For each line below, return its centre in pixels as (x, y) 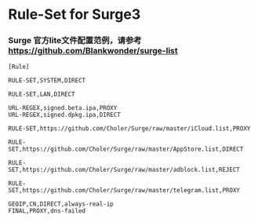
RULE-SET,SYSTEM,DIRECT (47, 81)
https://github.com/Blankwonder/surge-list (93, 51)
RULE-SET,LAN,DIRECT (42, 95)
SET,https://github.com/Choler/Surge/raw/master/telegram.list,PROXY (124, 191)
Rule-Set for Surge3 (74, 15)
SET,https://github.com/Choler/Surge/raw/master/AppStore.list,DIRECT (126, 149)
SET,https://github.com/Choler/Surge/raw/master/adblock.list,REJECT (124, 170)
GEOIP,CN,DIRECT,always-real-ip (61, 204)
